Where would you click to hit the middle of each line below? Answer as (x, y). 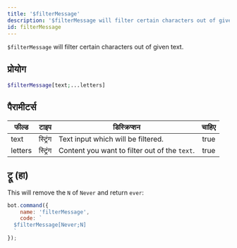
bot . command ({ (28, 205)
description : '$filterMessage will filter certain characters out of (112, 20)
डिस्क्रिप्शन (127, 127)
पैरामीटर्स (22, 107)
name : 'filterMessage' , (55, 212)
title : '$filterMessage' (44, 14)
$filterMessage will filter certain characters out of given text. (96, 47)
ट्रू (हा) (18, 176)
